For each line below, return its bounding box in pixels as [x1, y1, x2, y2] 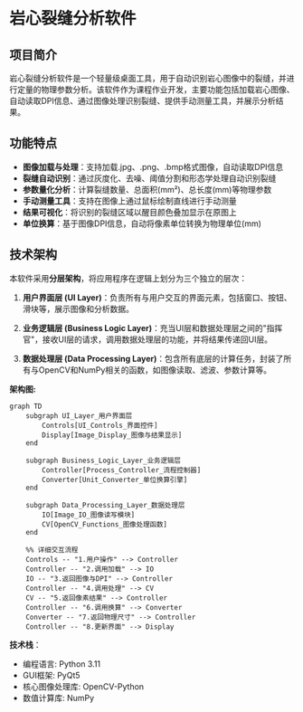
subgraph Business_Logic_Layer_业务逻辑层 [25, 456, 181, 465]
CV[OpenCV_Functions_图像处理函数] [42, 519, 167, 529]
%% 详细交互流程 [25, 545, 79, 555]
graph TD [9, 402, 43, 411]
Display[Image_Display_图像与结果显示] [42, 431, 183, 440]
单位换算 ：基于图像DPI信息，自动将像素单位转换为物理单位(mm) [22, 218, 262, 229]
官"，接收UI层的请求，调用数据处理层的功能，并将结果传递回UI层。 [22, 334, 273, 345]
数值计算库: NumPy [22, 692, 95, 703]
